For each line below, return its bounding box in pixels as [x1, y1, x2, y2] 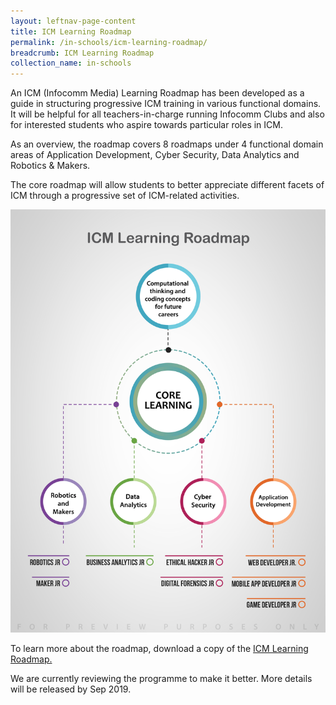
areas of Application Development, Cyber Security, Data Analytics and [10, 149, 300, 161]
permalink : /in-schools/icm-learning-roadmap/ [10, 37, 208, 47]
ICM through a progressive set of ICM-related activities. [10, 190, 240, 202]
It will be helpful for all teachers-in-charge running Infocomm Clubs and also [10, 108, 325, 120]
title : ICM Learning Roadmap [10, 26, 132, 37]
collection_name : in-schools [10, 58, 132, 69]
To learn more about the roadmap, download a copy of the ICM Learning [10, 643, 309, 655]
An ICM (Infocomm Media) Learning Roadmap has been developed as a [10, 87, 305, 99]
